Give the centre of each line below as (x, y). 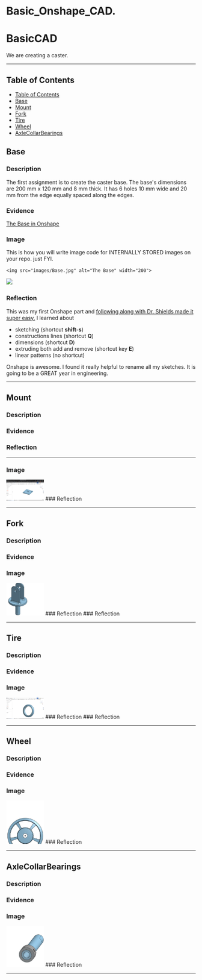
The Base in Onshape (33, 224)
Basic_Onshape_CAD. (61, 11)
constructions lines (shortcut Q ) (54, 336)
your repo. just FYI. (30, 259)
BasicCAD (32, 39)
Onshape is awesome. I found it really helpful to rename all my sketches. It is (101, 366)
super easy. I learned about (40, 318)
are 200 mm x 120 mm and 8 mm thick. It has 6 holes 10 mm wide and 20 (97, 189)
